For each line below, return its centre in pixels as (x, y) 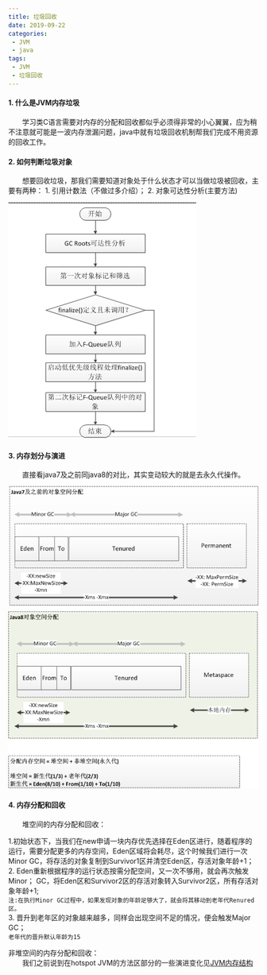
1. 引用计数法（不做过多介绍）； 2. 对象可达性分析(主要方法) (141, 191)
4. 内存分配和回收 (37, 805)
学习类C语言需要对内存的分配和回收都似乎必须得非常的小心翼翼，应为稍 (140, 122)
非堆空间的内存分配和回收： (54, 953)
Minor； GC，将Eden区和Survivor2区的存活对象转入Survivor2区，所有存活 (130, 881)
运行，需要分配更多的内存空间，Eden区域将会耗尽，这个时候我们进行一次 (128, 851)
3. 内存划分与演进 (37, 455)
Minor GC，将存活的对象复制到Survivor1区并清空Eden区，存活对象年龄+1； (131, 861)
